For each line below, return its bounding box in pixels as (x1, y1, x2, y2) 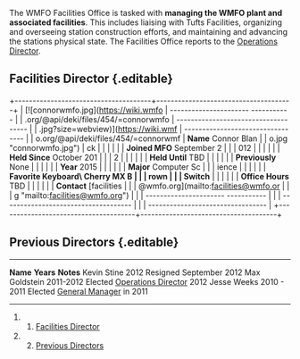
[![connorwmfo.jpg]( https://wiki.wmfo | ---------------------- (25, 104, 250, 115)
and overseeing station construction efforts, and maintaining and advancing (9, 27, 288, 37)
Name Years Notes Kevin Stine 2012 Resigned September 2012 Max (9, 267, 261, 278)
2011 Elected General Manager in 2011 (9, 286, 149, 296)
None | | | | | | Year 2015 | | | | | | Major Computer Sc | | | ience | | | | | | (9, 161, 266, 172)
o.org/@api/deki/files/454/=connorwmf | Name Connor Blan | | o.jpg (35, 133, 288, 144)
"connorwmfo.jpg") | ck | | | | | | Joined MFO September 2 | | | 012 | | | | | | (9, 142, 280, 153)
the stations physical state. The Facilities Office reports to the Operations (9, 36, 279, 46)
